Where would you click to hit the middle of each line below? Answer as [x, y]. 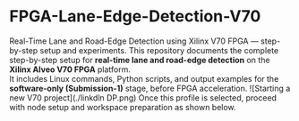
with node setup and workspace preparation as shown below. [123, 107]
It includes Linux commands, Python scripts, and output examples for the [144, 78]
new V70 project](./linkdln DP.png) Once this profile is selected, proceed [143, 97]
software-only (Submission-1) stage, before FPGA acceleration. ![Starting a [150, 88]
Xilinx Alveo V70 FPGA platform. [70, 69]
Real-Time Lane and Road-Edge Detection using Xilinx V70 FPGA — [134, 41]
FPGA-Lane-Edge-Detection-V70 [135, 16]
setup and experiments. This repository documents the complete [159, 50]
